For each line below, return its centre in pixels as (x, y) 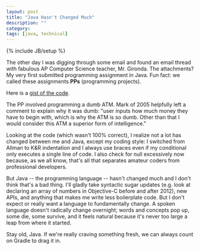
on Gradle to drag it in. (34, 241)
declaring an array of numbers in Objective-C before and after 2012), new (97, 191)
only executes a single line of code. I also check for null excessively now (95, 154)
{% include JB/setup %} (36, 51)
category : (19, 28)
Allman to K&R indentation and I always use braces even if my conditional (96, 148)
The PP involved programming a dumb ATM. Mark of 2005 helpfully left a (96, 104)
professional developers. (37, 167)
